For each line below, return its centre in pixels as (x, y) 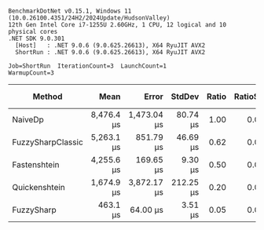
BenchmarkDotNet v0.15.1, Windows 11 (70, 11)
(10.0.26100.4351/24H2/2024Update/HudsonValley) (89, 18)
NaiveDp (28, 120)
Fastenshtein (36, 164)
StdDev (185, 97)
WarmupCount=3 (31, 73)
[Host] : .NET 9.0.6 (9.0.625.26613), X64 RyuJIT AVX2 (110, 46)
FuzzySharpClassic (48, 142)
